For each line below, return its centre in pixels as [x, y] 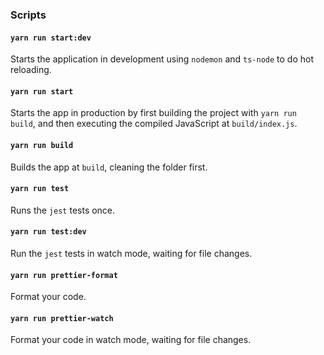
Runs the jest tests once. [63, 210]
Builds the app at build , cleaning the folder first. [109, 167]
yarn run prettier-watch [62, 318]
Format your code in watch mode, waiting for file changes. [131, 340]
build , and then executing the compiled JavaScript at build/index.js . [154, 124]
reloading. [31, 70]
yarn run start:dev [51, 38]
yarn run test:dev [48, 232]
